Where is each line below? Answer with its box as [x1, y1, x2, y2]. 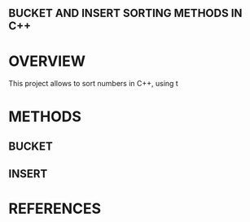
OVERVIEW [8, 52, 86, 70]
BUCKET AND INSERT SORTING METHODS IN [8, 7, 243, 20]
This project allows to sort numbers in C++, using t [8, 79, 179, 89]
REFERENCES [8, 199, 102, 218]
